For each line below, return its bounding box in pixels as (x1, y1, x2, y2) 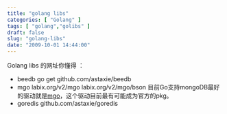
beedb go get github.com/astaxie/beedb (16, 75, 132, 83)
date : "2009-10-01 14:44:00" (7, 42, 91, 48)
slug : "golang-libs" (7, 35, 67, 42)
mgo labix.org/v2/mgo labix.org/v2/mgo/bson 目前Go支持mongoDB (16, 83, 208, 91)
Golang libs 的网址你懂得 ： (7, 61, 84, 69)
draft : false (7, 29, 45, 36)
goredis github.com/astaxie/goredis (16, 100, 119, 107)
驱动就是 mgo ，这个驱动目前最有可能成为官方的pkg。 (23, 91, 173, 100)
